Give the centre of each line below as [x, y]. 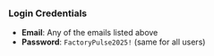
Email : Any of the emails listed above [90, 33]
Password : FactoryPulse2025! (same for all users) [113, 42]
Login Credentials [47, 13]
